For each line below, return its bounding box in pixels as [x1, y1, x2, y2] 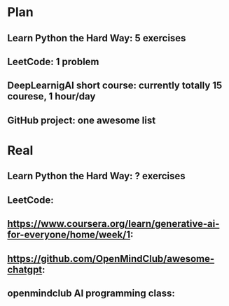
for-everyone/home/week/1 [7, 229, 131, 241]
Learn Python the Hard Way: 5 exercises [7, 32, 186, 44]
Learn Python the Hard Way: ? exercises [7, 170, 186, 182]
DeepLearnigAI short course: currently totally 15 [7, 80, 223, 92]
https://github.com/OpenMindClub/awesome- [7, 253, 215, 265]
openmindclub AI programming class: [7, 287, 175, 299]
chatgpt [7, 263, 43, 275]
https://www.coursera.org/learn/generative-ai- [7, 218, 220, 230]
